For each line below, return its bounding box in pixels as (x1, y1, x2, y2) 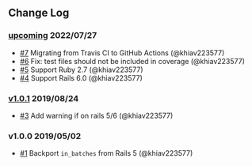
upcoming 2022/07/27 (8, 30, 97, 41)
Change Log (8, 6, 70, 20)
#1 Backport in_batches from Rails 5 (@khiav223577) (19, 149, 193, 158)
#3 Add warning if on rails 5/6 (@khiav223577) (19, 111, 174, 120)
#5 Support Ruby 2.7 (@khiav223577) (19, 65, 144, 74)
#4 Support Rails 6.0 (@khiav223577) (19, 73, 143, 82)
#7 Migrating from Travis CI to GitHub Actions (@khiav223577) (19, 47, 225, 58)
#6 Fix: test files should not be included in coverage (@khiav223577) (19, 56, 246, 66)
